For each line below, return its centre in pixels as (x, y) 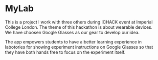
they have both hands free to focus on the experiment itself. (65, 52)
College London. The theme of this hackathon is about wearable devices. (79, 27)
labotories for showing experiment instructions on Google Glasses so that (79, 47)
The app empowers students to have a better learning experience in (73, 41)
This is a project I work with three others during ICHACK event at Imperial (79, 22)
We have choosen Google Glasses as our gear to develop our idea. (72, 32)
